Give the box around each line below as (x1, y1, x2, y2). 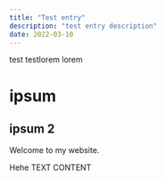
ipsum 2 (9, 121, 55, 136)
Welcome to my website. (9, 145, 100, 156)
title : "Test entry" (9, 13, 87, 22)
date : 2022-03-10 (9, 30, 74, 39)
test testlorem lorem (9, 55, 83, 65)
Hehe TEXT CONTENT (9, 162, 92, 173)
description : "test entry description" (9, 21, 158, 30)
